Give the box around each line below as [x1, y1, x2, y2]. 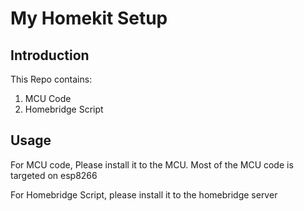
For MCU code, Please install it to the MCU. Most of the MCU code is [10, 158, 294, 171]
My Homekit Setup [10, 7, 168, 30]
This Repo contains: [10, 73, 93, 85]
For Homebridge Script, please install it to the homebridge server [10, 188, 278, 201]
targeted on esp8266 [10, 169, 98, 181]
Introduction [10, 47, 90, 64]
